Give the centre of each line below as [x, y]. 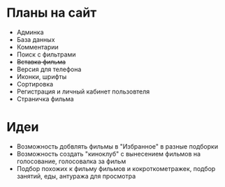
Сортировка [35, 84]
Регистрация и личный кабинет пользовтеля [83, 91]
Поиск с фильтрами [46, 54]
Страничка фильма [45, 98]
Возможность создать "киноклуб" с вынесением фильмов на [108, 154]
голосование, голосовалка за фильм [71, 161]
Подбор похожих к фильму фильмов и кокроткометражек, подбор [116, 168]
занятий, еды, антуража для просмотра [76, 176]
